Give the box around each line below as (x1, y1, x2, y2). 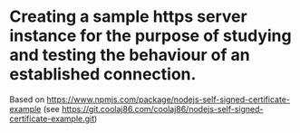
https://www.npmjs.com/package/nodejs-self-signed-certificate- (46, 93, 290, 105)
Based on (9, 93, 45, 105)
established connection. (9, 64, 197, 85)
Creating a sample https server (9, 6, 247, 27)
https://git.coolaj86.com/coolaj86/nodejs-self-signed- (62, 103, 265, 114)
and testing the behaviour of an (9, 45, 251, 65)
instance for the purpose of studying (9, 25, 292, 46)
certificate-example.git (9, 113, 95, 124)
